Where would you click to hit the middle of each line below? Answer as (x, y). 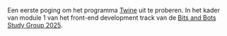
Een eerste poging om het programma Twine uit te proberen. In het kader (114, 10)
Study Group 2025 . (35, 25)
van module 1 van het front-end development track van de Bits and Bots (112, 18)
